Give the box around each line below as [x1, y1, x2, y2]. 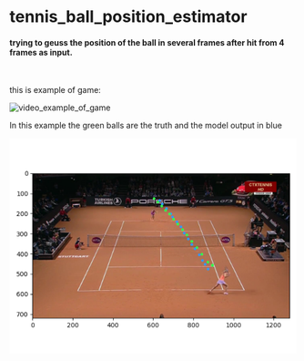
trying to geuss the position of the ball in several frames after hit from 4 [9, 36, 285, 47]
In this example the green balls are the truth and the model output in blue [9, 120, 282, 131]
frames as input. [9, 46, 73, 57]
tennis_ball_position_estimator [9, 6, 248, 27]
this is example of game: [9, 85, 102, 96]
